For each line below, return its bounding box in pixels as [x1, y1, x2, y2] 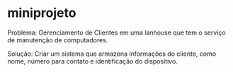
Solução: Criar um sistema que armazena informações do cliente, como [7, 49, 217, 58]
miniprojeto [7, 5, 76, 21]
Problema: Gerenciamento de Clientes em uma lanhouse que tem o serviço [7, 28, 226, 37]
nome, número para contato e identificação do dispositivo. [7, 56, 178, 65]
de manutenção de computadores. [7, 35, 108, 44]
